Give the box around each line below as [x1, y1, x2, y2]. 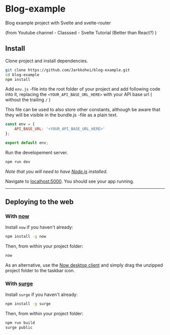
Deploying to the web [5, 198, 74, 206]
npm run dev [5, 159, 30, 164]
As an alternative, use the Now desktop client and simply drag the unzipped [5, 262, 163, 268]
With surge [5, 280, 33, 287]
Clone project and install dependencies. [5, 58, 89, 64]
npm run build [5, 320, 35, 325]
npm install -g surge [5, 302, 51, 307]
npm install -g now [5, 234, 47, 239]
